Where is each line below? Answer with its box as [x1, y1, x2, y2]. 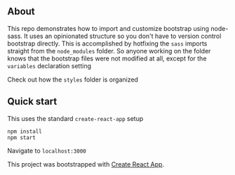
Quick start [7, 96, 58, 108]
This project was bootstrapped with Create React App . [7, 160, 165, 168]
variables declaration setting [7, 61, 92, 70]
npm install [7, 128, 42, 135]
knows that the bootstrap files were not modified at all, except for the [7, 54, 207, 63]
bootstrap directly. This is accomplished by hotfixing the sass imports [7, 39, 208, 48]
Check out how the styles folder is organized [7, 75, 139, 84]
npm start [7, 134, 36, 141]
